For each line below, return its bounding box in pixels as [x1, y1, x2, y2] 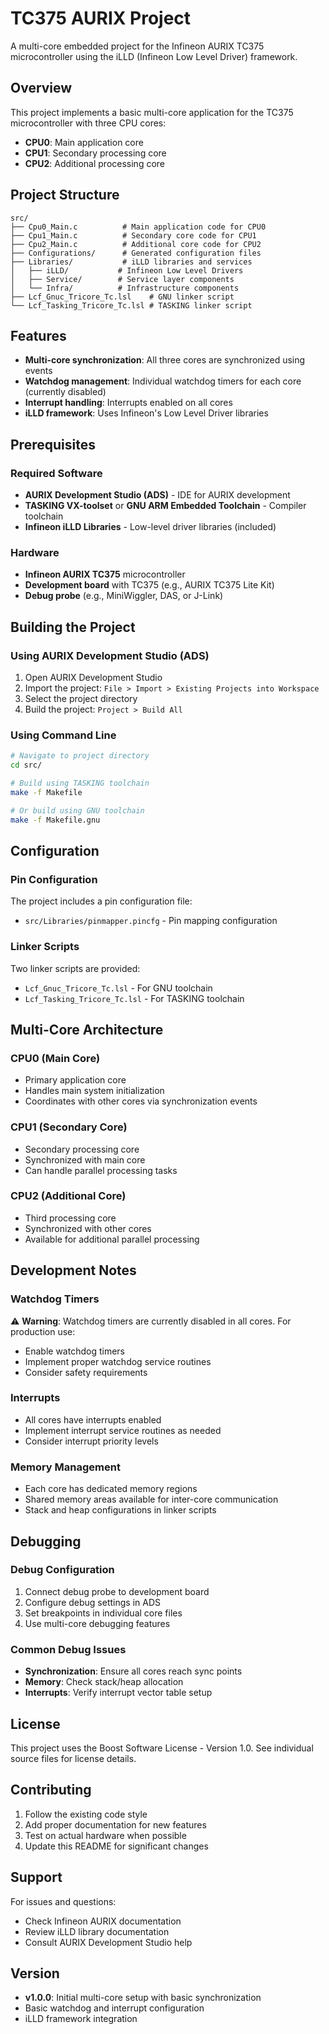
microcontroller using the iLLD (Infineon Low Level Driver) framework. [10, 50, 298, 62]
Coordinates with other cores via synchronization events [24, 1095, 258, 1107]
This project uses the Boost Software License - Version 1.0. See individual [10, 1742, 314, 1754]
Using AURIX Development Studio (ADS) [10, 648, 210, 662]
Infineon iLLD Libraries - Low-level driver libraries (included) [24, 521, 277, 533]
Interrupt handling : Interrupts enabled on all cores [24, 397, 233, 409]
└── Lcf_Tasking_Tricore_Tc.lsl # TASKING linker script [10, 300, 253, 311]
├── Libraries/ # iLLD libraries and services [10, 257, 253, 267]
